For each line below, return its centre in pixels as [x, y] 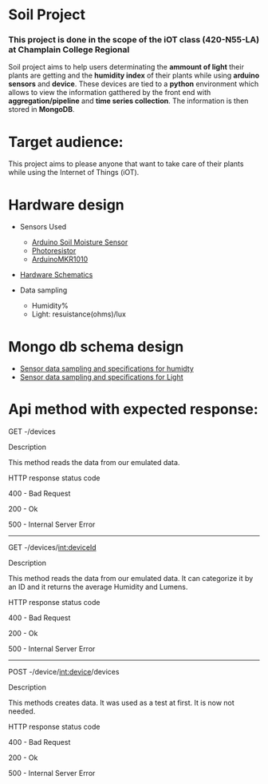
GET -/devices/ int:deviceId [53, 547]
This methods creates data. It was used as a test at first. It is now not [122, 703]
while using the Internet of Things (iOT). [74, 173]
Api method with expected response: [134, 410]
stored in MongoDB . [41, 109]
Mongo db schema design [96, 346]
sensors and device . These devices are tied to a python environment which [134, 84]
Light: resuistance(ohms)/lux [79, 314]
